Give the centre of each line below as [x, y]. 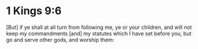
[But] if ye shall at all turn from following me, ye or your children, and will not [99, 27]
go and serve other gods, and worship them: [60, 40]
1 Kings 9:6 [34, 11]
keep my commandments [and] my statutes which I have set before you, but [99, 33]
